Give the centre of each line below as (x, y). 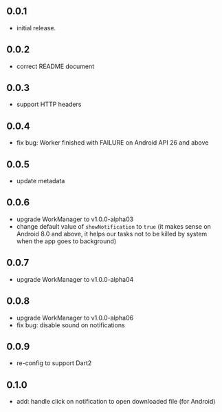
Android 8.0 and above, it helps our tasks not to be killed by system (112, 234)
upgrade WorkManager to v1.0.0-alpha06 (75, 318)
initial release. (36, 28)
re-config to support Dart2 (54, 363)
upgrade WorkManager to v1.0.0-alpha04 (75, 279)
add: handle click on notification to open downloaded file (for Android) (116, 402)
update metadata (41, 181)
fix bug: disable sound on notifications (70, 325)
